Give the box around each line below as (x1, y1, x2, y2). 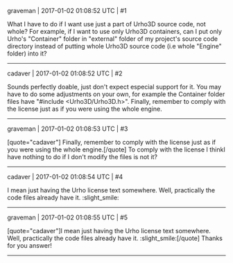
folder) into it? (7, 49, 47, 57)
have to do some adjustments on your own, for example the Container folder (7, 90, 225, 98)
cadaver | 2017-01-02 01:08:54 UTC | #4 (7, 173, 123, 181)
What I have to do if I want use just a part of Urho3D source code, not (7, 20, 206, 28)
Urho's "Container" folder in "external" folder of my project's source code (7, 35, 218, 43)
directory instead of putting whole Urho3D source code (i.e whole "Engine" (7, 42, 222, 50)
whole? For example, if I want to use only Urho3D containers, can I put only (7, 28, 222, 35)
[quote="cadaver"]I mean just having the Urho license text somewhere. (7, 227, 212, 235)
